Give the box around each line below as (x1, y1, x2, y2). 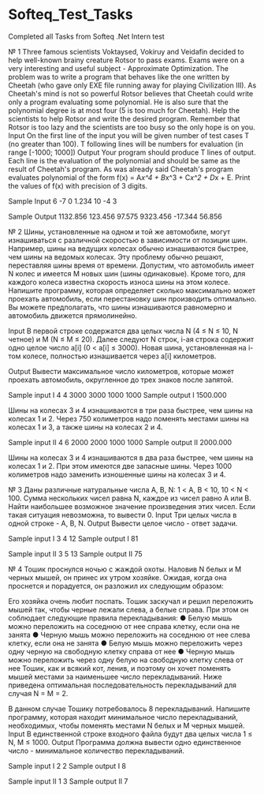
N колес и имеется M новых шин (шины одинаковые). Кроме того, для (8, 268, 246, 278)
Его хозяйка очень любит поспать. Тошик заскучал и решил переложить (8, 596, 254, 605)
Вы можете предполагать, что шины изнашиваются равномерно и (8, 302, 232, 312)
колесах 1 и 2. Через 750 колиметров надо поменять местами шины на (8, 414, 250, 423)
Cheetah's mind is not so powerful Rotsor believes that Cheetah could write (8, 88, 254, 98)
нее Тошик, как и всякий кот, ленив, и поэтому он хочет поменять (8, 663, 231, 672)
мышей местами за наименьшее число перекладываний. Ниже (8, 672, 222, 681)
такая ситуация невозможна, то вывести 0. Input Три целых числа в (8, 510, 237, 519)
